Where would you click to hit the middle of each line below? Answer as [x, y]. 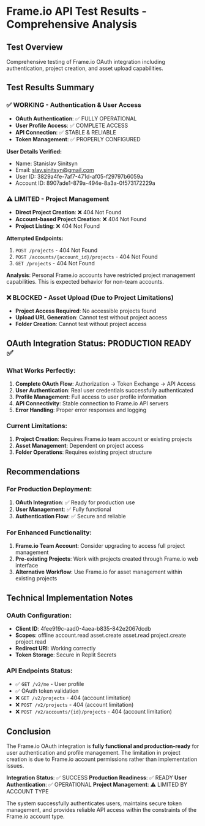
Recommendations [43, 471]
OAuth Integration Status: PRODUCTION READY [99, 343]
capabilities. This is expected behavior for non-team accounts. [85, 281]
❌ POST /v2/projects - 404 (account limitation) [74, 705]
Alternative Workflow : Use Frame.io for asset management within [99, 572]
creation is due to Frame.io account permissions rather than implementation [102, 759]
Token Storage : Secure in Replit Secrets [66, 655]
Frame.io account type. [35, 816]
